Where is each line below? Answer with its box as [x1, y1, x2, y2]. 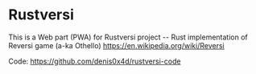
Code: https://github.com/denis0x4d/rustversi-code [8, 56, 181, 66]
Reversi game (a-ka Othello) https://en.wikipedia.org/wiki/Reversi [8, 40, 225, 50]
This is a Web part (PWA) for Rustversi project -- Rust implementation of [8, 32, 248, 42]
